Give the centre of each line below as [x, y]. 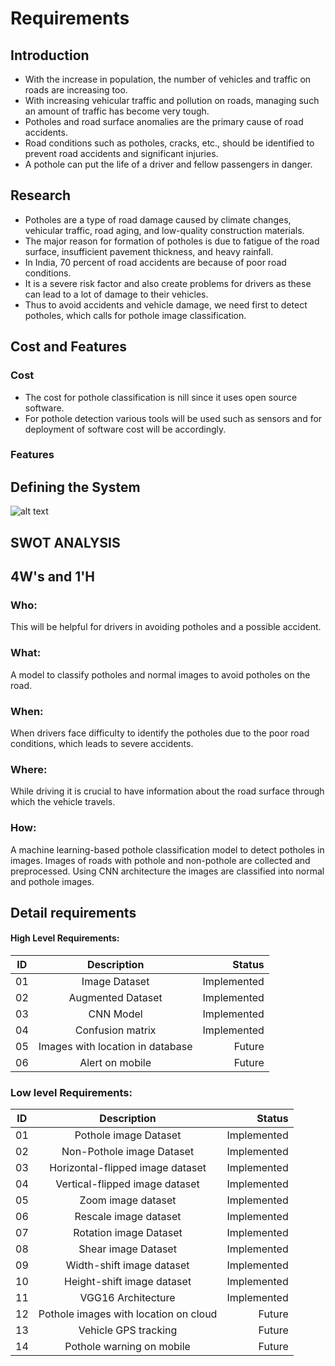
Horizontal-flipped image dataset [128, 1168]
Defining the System [75, 487]
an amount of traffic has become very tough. [117, 111]
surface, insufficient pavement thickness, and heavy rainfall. [149, 251]
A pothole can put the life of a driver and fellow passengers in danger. [168, 164]
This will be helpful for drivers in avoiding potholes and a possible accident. [166, 627]
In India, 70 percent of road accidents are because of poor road [155, 262]
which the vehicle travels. [63, 802]
